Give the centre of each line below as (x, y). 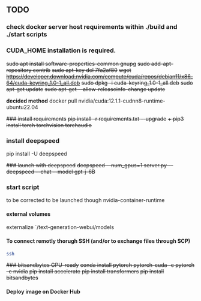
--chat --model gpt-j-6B (65, 171)
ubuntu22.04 (22, 107)
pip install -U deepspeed (37, 153)
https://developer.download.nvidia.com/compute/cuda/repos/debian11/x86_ (100, 76)
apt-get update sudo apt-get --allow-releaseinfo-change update (86, 89)
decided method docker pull (42, 101)
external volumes (28, 214)
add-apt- (162, 64)
